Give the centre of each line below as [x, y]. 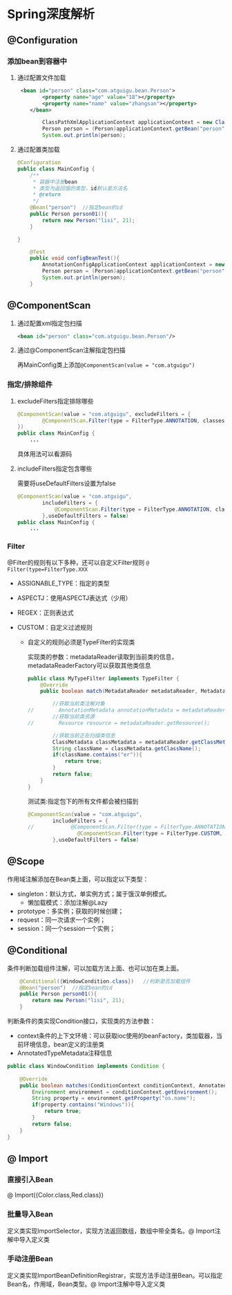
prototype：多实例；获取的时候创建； [70, 911]
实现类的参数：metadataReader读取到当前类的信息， [103, 656]
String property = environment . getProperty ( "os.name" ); [114, 1098]
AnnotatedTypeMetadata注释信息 [65, 1053]
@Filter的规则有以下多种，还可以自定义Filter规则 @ [78, 562]
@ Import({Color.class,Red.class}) [56, 1195]
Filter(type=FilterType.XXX [48, 569]
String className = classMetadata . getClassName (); [127, 748]
